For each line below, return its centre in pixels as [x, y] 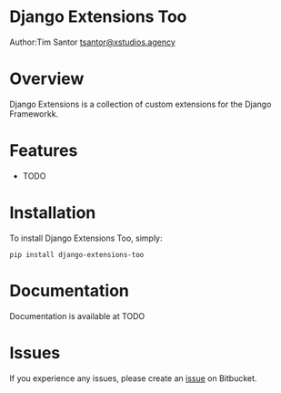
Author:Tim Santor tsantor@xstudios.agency [92, 42]
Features [44, 151]
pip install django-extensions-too [77, 254]
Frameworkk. [34, 114]
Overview [47, 79]
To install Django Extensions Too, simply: [86, 238]
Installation [53, 212]
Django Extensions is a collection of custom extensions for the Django [140, 104]
